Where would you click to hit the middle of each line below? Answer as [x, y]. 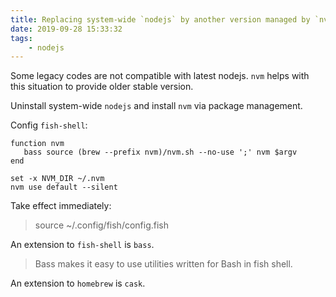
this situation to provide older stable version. [102, 87]
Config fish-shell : [49, 125]
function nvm [37, 144]
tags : [21, 38]
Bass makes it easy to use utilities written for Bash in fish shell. [163, 264]
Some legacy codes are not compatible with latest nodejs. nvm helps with [160, 76]
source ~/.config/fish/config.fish [102, 225]
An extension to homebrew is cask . [78, 283]
